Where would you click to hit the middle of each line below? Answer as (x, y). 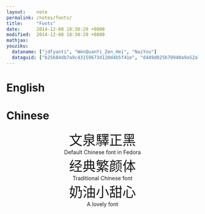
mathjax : (17, 40)
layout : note (27, 12)
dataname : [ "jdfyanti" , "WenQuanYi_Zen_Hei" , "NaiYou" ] (84, 52)
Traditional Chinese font (103, 178)
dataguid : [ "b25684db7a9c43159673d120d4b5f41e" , (75, 57)
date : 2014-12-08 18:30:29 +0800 (56, 29)
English (26, 88)
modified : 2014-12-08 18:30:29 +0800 (56, 35)
